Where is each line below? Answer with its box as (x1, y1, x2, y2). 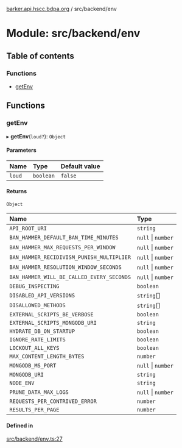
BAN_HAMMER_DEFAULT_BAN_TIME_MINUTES (9, 234, 119, 241)
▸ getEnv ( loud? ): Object (6, 132, 66, 140)
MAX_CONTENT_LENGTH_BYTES (9, 353, 85, 360)
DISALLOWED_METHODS (9, 302, 66, 308)
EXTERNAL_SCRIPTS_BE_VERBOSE (9, 311, 94, 318)
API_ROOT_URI (9, 225, 47, 232)
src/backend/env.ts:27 (6, 435, 63, 443)
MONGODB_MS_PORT (9, 362, 57, 369)
